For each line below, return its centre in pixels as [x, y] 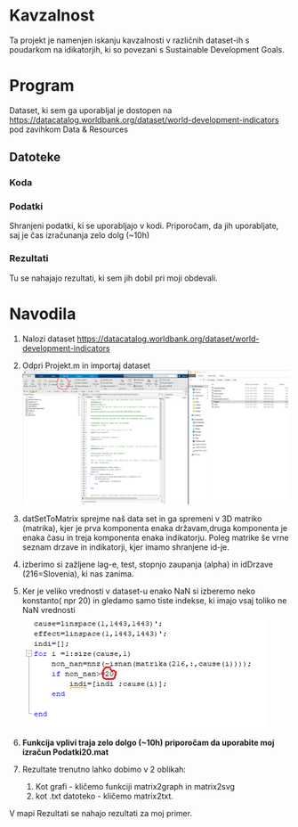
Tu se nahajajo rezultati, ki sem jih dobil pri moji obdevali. [113, 278]
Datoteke [35, 157]
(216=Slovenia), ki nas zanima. [78, 574]
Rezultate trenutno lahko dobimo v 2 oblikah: [104, 770]
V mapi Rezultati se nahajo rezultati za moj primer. [101, 814]
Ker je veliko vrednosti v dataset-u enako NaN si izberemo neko [139, 591]
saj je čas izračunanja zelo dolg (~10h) [80, 235]
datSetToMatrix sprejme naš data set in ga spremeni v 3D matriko [142, 519]
